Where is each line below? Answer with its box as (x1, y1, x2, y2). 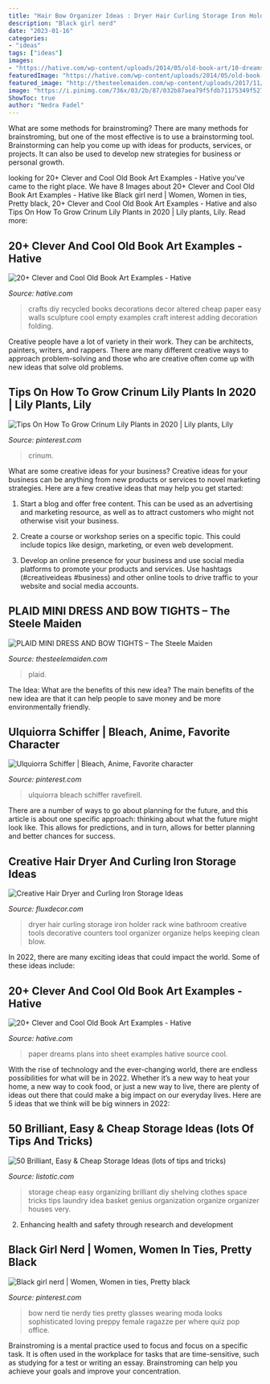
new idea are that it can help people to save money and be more (8, 693, 221, 703)
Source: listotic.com (8, 1171, 75, 1181)
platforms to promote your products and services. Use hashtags (19, 564, 232, 574)
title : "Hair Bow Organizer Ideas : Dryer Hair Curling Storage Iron (8, 11, 247, 20)
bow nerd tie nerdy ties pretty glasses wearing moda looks (27, 1308, 223, 1317)
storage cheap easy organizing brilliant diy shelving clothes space (27, 1186, 247, 1197)
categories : (8, 34, 48, 43)
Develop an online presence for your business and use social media (19, 555, 245, 565)
